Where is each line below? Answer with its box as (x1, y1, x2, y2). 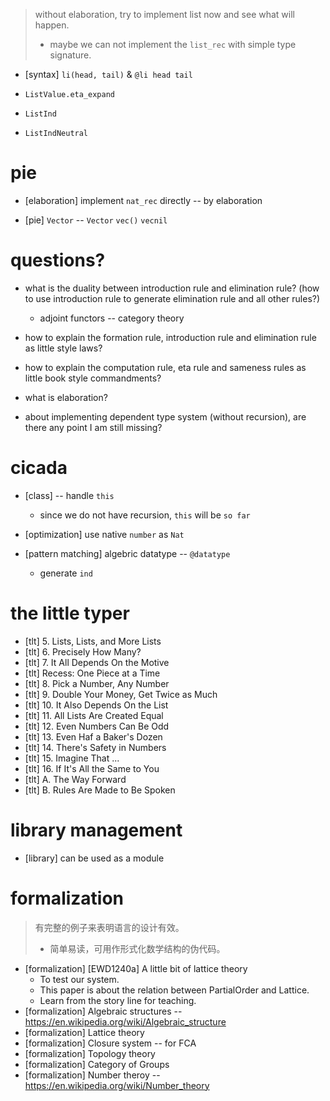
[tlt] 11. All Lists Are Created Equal (24, 709, 164, 721)
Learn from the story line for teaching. (39, 994, 197, 1006)
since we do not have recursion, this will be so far (39, 509, 251, 521)
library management (10, 819, 183, 841)
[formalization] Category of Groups (24, 1058, 170, 1070)
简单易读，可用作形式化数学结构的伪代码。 (49, 942, 226, 954)
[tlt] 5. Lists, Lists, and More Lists (24, 635, 162, 647)
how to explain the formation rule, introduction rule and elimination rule (24, 331, 317, 343)
